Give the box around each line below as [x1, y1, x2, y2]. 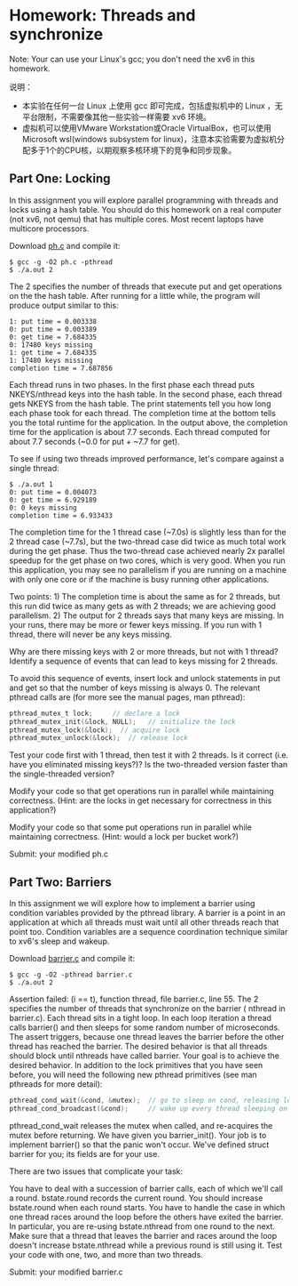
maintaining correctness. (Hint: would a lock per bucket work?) [9, 832, 239, 842]
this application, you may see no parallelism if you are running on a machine [9, 564, 286, 575]
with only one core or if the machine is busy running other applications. [9, 574, 270, 584]
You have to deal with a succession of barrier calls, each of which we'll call [9, 1183, 284, 1194]
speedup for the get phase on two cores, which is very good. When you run [9, 555, 286, 566]
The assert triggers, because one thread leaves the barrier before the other [9, 1032, 285, 1042]
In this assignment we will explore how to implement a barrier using [9, 898, 255, 909]
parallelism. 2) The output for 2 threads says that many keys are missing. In [9, 610, 285, 621]
